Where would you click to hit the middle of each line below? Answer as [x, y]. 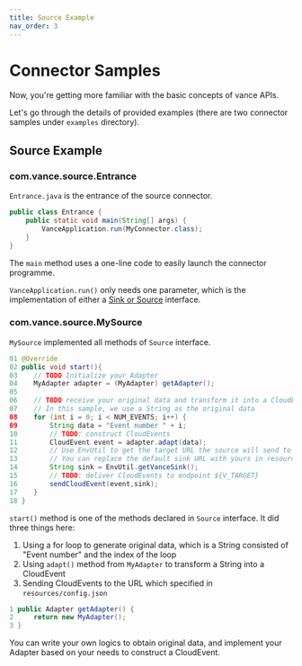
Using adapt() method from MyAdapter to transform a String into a [143, 564]
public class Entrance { [56, 212]
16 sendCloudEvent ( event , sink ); [84, 484]
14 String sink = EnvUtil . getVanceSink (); [104, 467]
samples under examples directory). [75, 122]
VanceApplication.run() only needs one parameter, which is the [128, 289]
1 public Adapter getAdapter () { [72, 609]
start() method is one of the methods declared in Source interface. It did [144, 518]
